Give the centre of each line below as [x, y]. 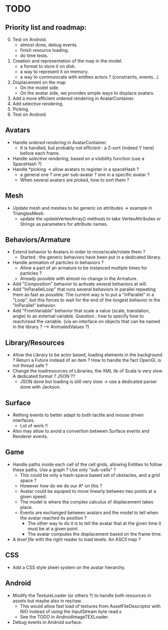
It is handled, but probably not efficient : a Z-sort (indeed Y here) [87, 148]
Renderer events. [30, 436]
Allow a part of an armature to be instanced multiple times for [83, 268]
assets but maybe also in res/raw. [47, 601]
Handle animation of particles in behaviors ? [58, 263]
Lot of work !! [34, 426]
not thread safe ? [30, 365]
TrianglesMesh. [29, 213]
